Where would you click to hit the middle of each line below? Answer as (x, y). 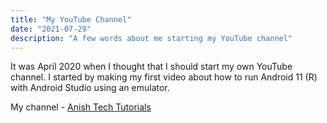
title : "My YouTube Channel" (71, 19)
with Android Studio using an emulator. (90, 88)
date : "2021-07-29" (51, 29)
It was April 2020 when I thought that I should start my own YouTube (151, 67)
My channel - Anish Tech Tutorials (81, 107)
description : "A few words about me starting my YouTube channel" (151, 38)
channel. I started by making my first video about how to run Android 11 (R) (164, 77)
